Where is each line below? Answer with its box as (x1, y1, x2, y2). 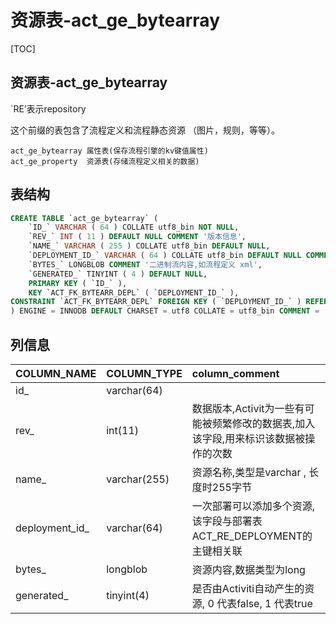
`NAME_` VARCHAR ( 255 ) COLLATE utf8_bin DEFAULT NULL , (28, 241, 271, 251)
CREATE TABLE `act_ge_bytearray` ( (10, 213, 159, 223)
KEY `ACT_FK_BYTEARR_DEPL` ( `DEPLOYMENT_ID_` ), (28, 287, 240, 298)
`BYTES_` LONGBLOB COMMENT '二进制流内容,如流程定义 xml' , (28, 259, 263, 270)
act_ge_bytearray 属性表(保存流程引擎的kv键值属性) (10, 146, 209, 156)
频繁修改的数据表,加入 (211, 417, 316, 430)
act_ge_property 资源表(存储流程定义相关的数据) (10, 156, 200, 166)
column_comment (191, 367, 280, 380)
